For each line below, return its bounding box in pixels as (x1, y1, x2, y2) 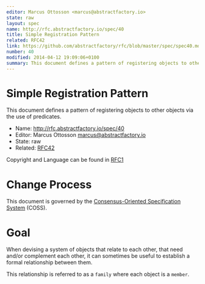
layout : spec (6, 20, 40, 26)
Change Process (6, 178, 92, 191)
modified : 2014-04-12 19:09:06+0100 (6, 54, 99, 60)
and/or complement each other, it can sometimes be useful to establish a (6, 252, 190, 260)
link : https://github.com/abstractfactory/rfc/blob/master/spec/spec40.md (6, 43, 201, 49)
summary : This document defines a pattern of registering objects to (6, 60, 187, 66)
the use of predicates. (6, 113, 62, 120)
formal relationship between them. (6, 259, 93, 266)
